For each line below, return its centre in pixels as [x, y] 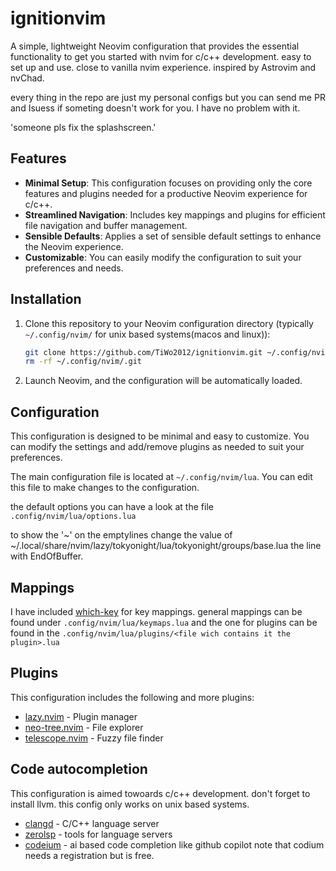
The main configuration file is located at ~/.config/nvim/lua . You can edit [161, 477]
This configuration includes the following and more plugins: [132, 697]
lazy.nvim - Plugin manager [81, 716]
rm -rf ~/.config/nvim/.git [83, 362]
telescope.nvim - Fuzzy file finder [94, 738]
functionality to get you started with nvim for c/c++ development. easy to [161, 56]
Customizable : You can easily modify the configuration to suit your [163, 257]
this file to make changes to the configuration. [105, 488]
